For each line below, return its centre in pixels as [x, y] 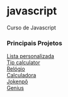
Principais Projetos [35, 43]
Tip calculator [23, 63]
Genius [15, 88]
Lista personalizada [30, 56]
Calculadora [22, 75]
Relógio [16, 69]
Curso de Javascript [31, 28]
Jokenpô [17, 81]
